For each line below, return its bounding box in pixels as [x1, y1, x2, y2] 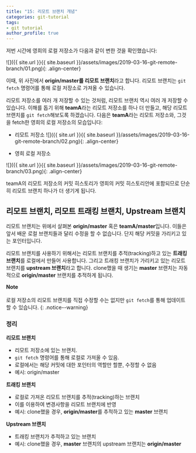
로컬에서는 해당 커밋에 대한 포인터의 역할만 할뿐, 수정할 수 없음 [14, 361, 157, 369]
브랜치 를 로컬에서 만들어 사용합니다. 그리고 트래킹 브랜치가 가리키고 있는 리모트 [6, 257, 186, 264]
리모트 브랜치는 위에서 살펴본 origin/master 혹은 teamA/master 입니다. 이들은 [6, 222, 187, 229]
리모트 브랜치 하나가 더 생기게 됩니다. [12, 187, 97, 194]
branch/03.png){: [6, 168, 48, 175]
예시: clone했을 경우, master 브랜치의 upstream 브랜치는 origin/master [14, 440, 181, 448]
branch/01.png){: [6, 65, 47, 72]
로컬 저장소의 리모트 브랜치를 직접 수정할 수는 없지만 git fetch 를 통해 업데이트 [6, 296, 186, 303]
